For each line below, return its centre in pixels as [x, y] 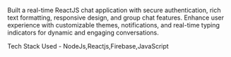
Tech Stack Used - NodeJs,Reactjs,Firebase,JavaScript [88, 46]
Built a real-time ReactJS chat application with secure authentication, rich [114, 10]
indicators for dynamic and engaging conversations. [83, 32]
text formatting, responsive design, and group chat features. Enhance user [116, 18]
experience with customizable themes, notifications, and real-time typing [114, 25]
